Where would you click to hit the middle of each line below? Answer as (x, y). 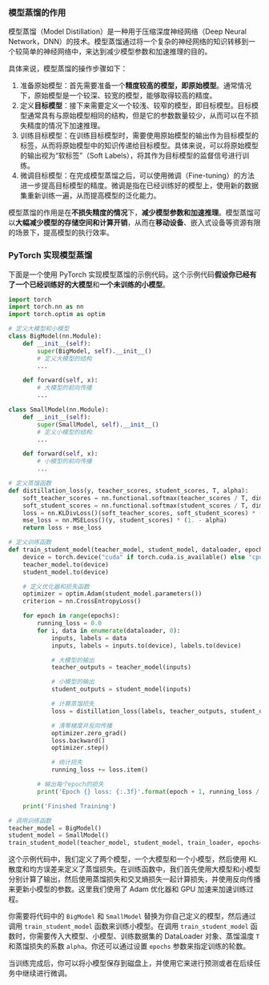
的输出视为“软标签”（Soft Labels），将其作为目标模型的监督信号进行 (131, 156)
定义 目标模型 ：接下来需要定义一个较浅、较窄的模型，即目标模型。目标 (136, 106)
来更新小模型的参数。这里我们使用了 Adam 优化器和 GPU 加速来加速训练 (127, 889)
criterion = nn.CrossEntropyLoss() (82, 602)
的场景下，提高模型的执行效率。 (61, 233)
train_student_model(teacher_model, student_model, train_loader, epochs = (136, 843)
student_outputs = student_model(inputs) (121, 690)
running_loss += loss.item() (100, 770)
